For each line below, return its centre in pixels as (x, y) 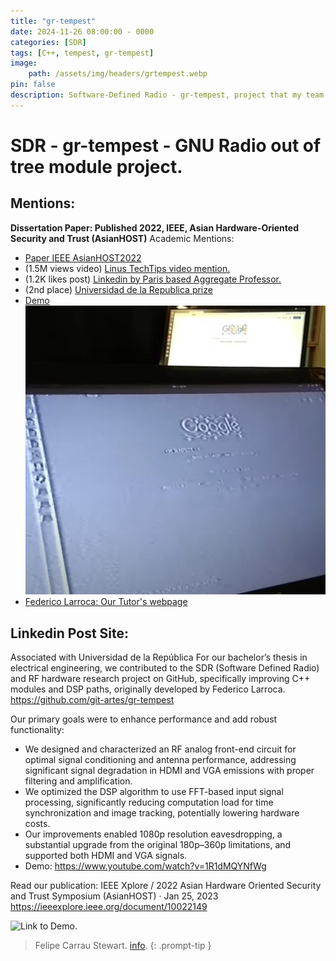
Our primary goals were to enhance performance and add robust (144, 719)
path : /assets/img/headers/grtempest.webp (118, 74)
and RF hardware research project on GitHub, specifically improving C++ (160, 679)
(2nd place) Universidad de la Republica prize (118, 289)
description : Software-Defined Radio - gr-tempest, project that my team (167, 95)
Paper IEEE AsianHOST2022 (83, 257)
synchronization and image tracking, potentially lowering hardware (162, 813)
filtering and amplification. (78, 781)
